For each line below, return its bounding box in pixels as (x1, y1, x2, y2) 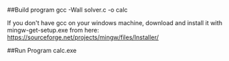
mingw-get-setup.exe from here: (7, 26, 99, 34)
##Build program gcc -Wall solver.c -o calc (7, 6, 128, 14)
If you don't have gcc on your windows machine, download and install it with (7, 19, 223, 26)
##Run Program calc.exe (7, 47, 77, 54)
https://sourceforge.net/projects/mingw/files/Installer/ (7, 33, 159, 41)
